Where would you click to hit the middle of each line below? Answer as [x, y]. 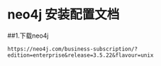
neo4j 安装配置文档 [63, 15]
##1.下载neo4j [28, 35]
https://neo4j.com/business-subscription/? [73, 49]
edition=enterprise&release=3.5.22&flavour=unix [80, 55]
